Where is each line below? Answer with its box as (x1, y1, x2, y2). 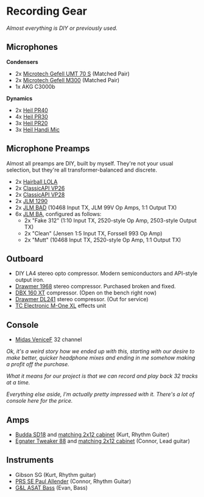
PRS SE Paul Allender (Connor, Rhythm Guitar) (15, 478, 132, 485)
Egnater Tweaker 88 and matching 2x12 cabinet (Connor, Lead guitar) (15, 437, 190, 445)
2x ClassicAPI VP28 (15, 190, 65, 198)
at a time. (6, 379, 30, 386)
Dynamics (6, 94, 33, 102)
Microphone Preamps (6, 144, 90, 154)
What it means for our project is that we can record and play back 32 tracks (6, 372, 198, 380)
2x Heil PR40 (15, 106, 49, 114)
